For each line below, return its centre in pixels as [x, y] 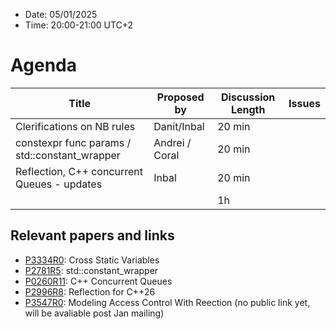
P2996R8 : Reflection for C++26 [90, 291]
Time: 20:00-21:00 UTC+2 [79, 25]
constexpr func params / [73, 142]
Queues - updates [59, 184]
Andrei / [172, 142]
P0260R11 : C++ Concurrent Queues [98, 281]
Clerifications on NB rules [75, 126]
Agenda [43, 65]
